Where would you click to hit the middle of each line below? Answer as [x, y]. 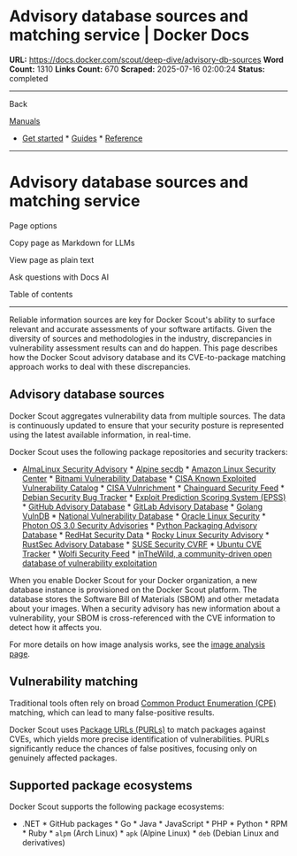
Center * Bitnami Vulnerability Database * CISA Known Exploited [139, 478]
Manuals [25, 120]
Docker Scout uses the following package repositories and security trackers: [148, 451]
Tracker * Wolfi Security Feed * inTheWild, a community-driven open [147, 553]
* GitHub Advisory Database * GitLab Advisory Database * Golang [142, 506]
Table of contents [41, 294]
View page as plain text [52, 259]
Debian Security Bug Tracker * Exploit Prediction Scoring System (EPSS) [154, 497]
